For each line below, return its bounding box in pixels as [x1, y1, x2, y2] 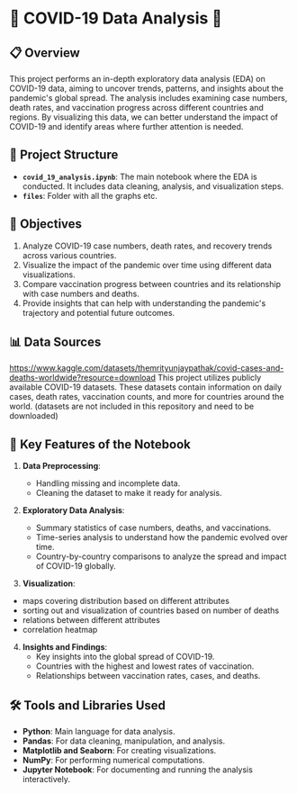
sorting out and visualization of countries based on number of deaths [22, 605, 280, 616]
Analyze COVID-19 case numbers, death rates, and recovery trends [22, 240, 273, 251]
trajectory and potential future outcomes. [22, 307, 175, 318]
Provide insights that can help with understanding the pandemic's [22, 297, 266, 309]
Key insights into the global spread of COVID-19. [35, 652, 215, 662]
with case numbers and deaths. [22, 288, 139, 299]
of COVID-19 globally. [35, 561, 116, 572]
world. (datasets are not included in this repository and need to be [9, 401, 255, 412]
